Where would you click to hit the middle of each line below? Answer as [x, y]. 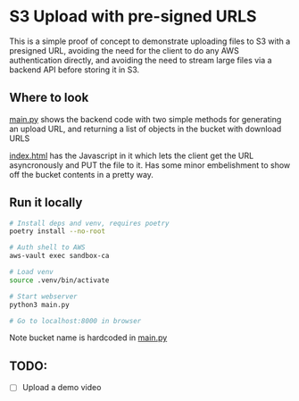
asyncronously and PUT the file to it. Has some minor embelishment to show [150, 165]
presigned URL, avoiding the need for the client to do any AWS [124, 50]
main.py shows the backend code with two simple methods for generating [145, 119]
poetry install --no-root [57, 231]
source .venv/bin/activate [59, 280]
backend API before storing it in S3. [75, 70]
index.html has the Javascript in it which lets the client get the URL [132, 155]
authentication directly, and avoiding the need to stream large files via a [141, 60]
